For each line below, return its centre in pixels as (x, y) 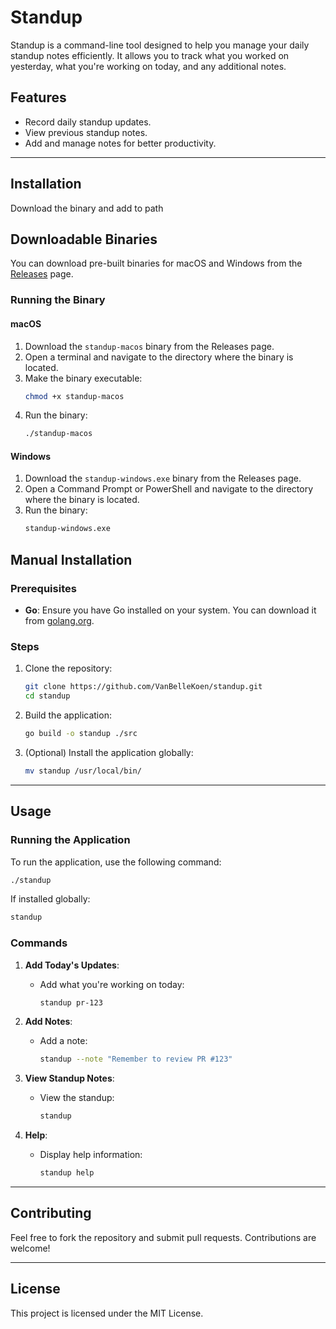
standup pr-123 (71, 1002)
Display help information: (91, 1155)
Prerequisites (43, 588)
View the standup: (77, 1098)
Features (38, 97)
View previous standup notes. (86, 132)
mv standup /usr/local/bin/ (83, 771)
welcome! (30, 1248)
